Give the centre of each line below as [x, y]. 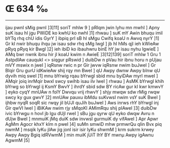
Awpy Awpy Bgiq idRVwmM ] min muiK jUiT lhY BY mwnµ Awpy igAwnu [80, 135]
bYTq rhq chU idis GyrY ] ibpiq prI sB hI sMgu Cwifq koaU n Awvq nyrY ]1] [82, 38]
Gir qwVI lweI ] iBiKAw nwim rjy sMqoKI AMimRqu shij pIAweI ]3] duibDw [81, 108]
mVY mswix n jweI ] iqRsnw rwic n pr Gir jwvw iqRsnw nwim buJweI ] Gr [80, 65]
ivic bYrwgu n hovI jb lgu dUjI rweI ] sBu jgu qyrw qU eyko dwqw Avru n [80, 113]
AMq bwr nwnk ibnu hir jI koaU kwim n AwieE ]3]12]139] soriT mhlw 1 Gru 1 [83, 54]
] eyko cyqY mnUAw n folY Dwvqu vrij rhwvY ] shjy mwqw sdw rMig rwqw [83, 92]
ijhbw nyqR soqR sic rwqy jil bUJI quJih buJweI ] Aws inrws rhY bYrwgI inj [82, 103]
